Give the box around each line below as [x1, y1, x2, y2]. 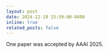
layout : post [6, 8, 38, 15]
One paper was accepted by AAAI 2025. [6, 41, 104, 48]
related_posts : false [6, 24, 59, 31]
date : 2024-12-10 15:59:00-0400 [6, 14, 85, 20]
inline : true [6, 19, 38, 25]
